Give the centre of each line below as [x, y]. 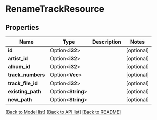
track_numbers [27, 75]
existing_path [24, 91]
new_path [20, 99]
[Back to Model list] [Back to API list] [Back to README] [63, 112]
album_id [19, 67]
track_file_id [23, 83]
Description [107, 42]
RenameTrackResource [55, 9]
